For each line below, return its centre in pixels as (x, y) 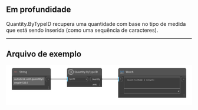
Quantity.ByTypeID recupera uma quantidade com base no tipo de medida (96, 24)
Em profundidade (39, 10)
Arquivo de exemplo (44, 54)
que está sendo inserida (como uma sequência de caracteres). (82, 30)
